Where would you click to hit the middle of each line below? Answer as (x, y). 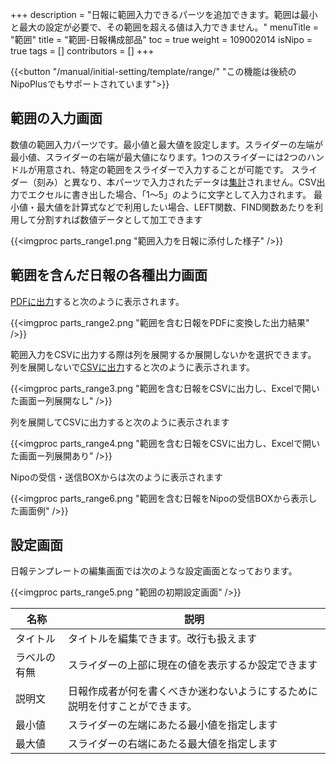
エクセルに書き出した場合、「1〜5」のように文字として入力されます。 (169, 194)
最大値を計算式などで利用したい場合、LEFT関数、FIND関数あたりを (175, 207)
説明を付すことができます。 (132, 706)
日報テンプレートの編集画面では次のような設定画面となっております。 (154, 571)
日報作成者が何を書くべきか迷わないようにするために (192, 691)
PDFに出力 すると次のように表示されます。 (97, 301)
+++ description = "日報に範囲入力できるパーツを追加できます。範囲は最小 (164, 14)
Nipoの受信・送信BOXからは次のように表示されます (116, 477)
